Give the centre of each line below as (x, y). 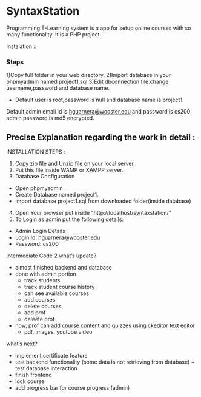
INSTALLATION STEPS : (36, 152)
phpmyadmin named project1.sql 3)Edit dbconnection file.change (87, 82)
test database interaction (46, 368)
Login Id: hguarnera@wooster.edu (58, 237)
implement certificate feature (51, 356)
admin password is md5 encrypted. (51, 118)
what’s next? (22, 344)
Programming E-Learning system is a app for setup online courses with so (99, 28)
